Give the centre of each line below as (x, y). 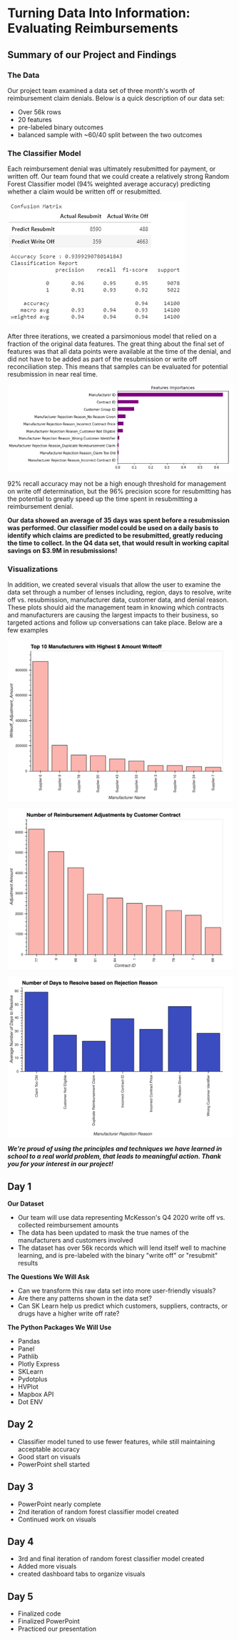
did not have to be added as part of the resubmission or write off (102, 359)
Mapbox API (36, 1394)
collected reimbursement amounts (68, 1225)
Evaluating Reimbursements (93, 28)
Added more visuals (47, 1566)
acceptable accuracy (49, 1449)
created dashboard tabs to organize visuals (81, 1574)
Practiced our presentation (57, 1629)
